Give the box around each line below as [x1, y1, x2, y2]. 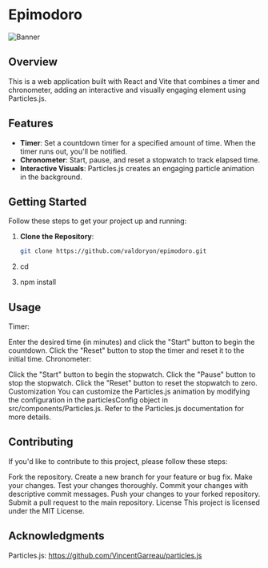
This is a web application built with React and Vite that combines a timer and [8, 76, 260, 86]
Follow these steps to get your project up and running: [8, 216, 187, 226]
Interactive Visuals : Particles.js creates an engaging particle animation [19, 163, 254, 173]
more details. [8, 412, 52, 422]
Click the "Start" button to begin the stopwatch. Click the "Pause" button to [8, 370, 256, 379]
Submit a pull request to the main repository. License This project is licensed [8, 498, 260, 507]
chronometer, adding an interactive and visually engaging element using [8, 85, 246, 94]
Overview [8, 55, 58, 69]
